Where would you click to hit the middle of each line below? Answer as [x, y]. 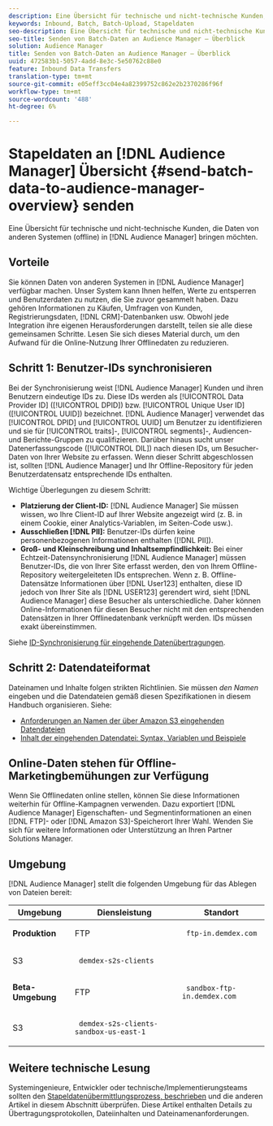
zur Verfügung [171, 776]
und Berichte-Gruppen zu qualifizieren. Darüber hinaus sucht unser [121, 439]
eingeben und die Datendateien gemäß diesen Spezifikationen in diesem [130, 696]
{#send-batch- [202, 171]
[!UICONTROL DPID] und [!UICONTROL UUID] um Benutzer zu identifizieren [135, 422]
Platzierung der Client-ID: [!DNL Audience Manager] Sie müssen [129, 506]
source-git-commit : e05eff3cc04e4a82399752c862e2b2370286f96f [116, 84]
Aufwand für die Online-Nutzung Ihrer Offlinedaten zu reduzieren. [119, 342]
